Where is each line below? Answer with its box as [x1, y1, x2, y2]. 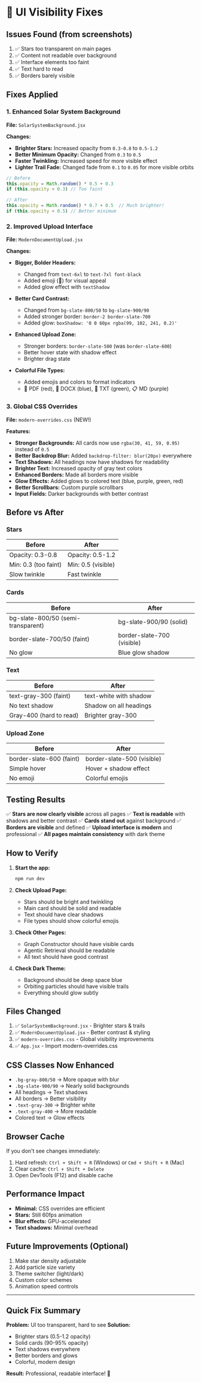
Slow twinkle [9, 570, 45, 579]
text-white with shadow [84, 691, 152, 700]
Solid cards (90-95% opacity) [14, 1339, 89, 1346]
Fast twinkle [68, 570, 102, 579]
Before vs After [6, 507, 64, 517]
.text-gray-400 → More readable [14, 1108, 97, 1115]
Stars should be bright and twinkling [23, 898, 114, 905]
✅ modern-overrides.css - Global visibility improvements [14, 1035, 154, 1043]
